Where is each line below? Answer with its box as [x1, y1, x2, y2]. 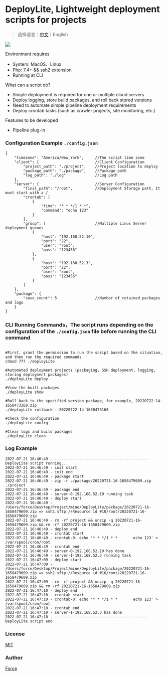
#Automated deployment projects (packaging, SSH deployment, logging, [5, 368, 156, 373]
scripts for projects [5, 14, 87, 26]
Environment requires [5, 51, 50, 57]
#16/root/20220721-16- [99, 570, 147, 575]
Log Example [5, 445, 38, 452]
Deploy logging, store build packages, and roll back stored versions [12, 97, 152, 103]
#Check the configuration [5, 416, 59, 421]
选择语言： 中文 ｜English [17, 31, 68, 37]
